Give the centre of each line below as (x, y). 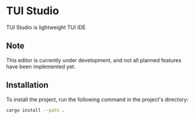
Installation (27, 85)
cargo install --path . (36, 110)
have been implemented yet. (41, 66)
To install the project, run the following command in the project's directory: (97, 99)
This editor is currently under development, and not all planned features (94, 60)
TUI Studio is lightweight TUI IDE (46, 27)
